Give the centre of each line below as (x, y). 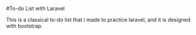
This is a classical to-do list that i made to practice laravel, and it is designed (98, 20)
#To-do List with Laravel (36, 8)
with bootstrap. (24, 26)
